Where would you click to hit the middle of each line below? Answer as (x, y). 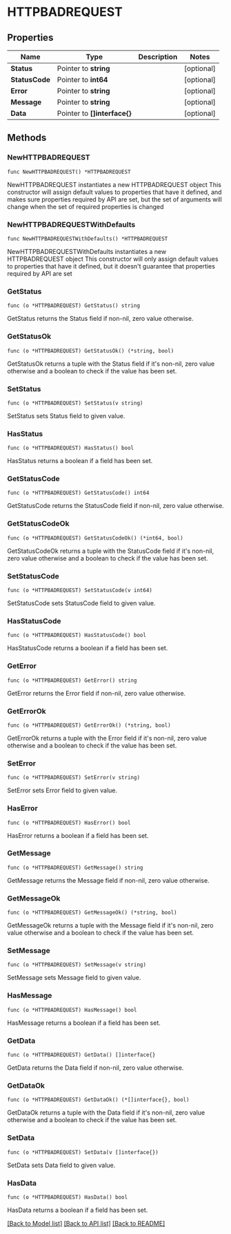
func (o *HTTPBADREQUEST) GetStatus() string (73, 306)
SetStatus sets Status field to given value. (66, 415)
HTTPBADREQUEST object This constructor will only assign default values (113, 259)
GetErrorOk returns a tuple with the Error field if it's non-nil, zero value (107, 738)
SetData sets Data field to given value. (61, 1165)
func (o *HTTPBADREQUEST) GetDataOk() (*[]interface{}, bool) (98, 1100)
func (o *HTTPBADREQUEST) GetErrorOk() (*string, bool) (89, 725)
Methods (27, 138)
